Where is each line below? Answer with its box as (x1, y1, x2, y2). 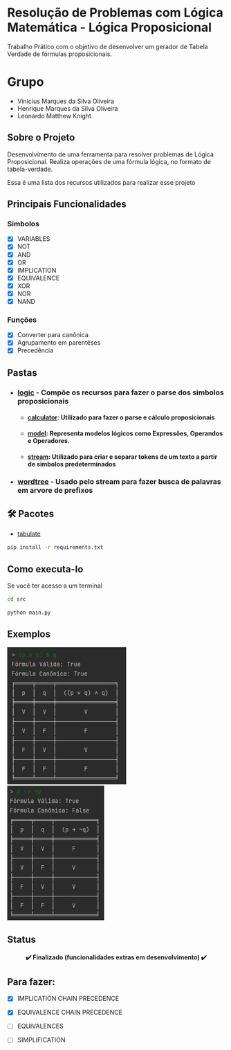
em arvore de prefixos (17, 486, 93, 496)
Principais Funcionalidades (7, 199, 127, 210)
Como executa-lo (7, 563, 84, 575)
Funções (7, 315, 37, 325)
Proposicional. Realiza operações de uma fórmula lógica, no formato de (7, 157, 211, 165)
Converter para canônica (17, 331, 89, 339)
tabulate (17, 529, 41, 538)
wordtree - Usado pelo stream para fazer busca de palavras (17, 477, 221, 487)
